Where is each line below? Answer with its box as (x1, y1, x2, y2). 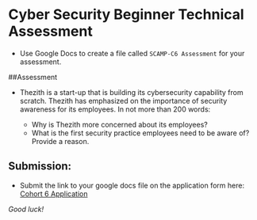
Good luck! (8, 204, 44, 214)
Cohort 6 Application (19, 188, 88, 199)
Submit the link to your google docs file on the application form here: (19, 180, 244, 190)
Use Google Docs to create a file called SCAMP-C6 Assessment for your (19, 48, 245, 58)
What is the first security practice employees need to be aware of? (31, 128, 250, 138)
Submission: (8, 160, 72, 173)
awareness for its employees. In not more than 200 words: (19, 104, 211, 114)
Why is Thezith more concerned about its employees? (31, 119, 208, 129)
